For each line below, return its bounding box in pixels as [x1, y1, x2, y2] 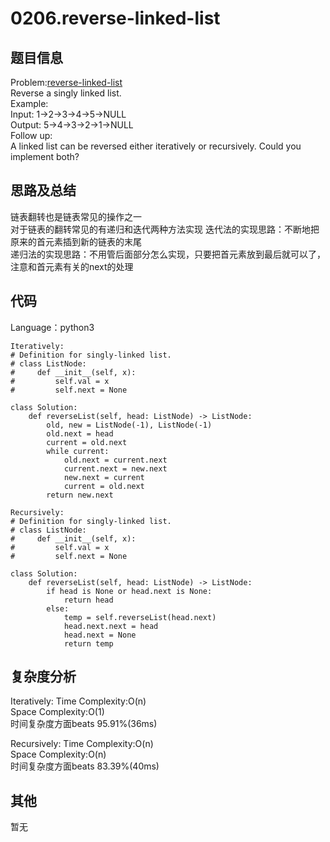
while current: [46, 446, 110, 456]
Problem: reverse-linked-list [10, 77, 123, 88]
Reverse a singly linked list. [10, 87, 122, 99]
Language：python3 [10, 321, 95, 333]
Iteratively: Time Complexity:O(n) [10, 695, 147, 707]
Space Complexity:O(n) [10, 748, 107, 761]
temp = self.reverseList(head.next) [63, 612, 217, 622]
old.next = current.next [63, 455, 168, 465]
